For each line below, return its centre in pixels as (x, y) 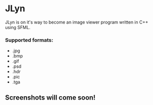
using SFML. (18, 27)
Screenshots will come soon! (50, 97)
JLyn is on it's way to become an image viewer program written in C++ (77, 22)
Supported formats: (29, 40)
